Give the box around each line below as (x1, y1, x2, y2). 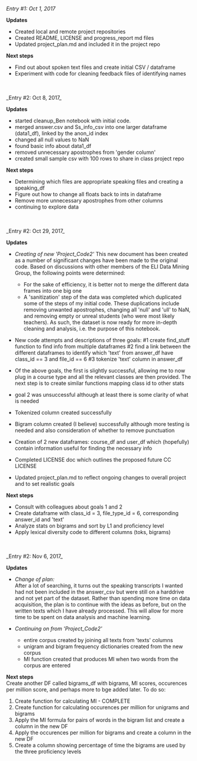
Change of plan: (14, 576, 55, 583)
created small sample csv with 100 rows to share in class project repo (14, 155, 185, 162)
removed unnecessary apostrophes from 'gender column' (14, 149, 156, 156)
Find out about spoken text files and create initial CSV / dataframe (14, 64, 176, 71)
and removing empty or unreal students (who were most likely (23, 312, 175, 320)
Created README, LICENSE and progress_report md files (14, 34, 154, 41)
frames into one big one (23, 288, 82, 294)
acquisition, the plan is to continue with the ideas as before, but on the (14, 601, 186, 608)
